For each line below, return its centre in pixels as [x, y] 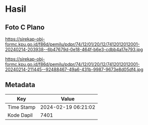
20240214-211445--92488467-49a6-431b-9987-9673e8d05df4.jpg [74, 69]
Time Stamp [22, 107]
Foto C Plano [25, 27]
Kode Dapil [20, 115]
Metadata [20, 85]
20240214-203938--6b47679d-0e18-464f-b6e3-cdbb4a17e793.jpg [74, 49]
